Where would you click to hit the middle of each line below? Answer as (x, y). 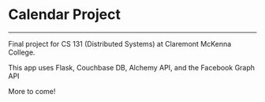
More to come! (32, 91)
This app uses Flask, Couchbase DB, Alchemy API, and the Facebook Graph (131, 67)
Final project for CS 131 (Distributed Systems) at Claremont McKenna (120, 43)
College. (22, 52)
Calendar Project (64, 15)
